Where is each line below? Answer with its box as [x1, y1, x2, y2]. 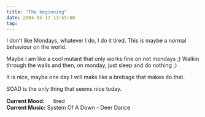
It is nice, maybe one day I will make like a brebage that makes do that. [6, 74, 185, 81]
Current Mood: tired [6, 97, 66, 105]
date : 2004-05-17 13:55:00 [6, 15, 75, 21]
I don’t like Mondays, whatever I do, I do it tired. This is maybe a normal [6, 37, 187, 44]
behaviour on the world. [6, 43, 67, 51]
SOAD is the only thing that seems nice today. [6, 85, 122, 93]
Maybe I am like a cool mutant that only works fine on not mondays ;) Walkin [6, 55, 199, 63]
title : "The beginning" [6, 9, 68, 15]
